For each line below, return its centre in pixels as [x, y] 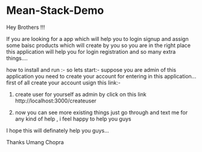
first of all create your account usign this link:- [64, 83]
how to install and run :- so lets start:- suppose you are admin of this [91, 69]
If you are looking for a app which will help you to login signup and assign [97, 39]
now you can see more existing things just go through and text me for [101, 112]
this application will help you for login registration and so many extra [91, 51]
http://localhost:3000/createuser [55, 101]
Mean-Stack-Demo [55, 11]
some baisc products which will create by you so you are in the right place [99, 45]
